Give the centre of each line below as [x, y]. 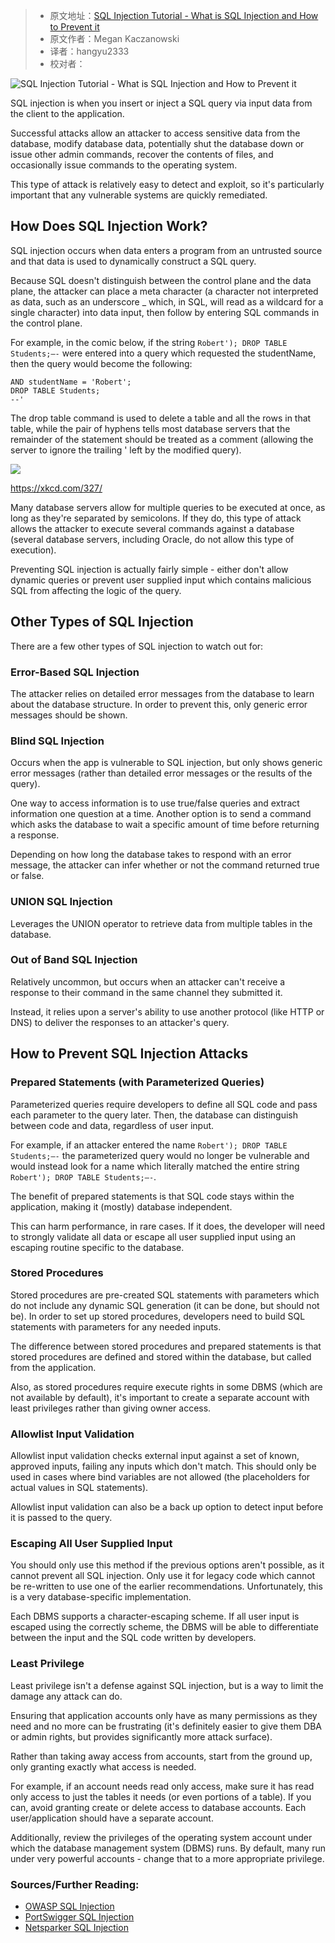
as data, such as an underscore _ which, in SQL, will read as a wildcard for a [167, 301]
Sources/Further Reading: [75, 1884]
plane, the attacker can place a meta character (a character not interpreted [164, 291]
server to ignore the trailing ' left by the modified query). [126, 450]
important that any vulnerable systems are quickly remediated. [139, 195]
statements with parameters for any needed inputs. [116, 1326]
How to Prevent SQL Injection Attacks [129, 1054]
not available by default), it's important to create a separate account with [160, 1397]
